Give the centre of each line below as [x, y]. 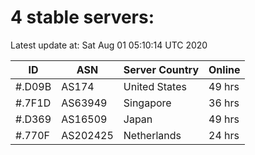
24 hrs [224, 135]
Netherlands [152, 135]
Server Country [161, 69]
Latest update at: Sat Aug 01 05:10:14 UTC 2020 [109, 45]
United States [155, 86]
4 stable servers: [82, 17]
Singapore [147, 103]
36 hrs [224, 103]
